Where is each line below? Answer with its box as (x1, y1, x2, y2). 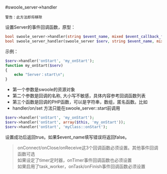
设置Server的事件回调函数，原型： (5, 24, 76, 30)
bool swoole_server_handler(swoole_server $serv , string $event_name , (5, 38, 155, 44)
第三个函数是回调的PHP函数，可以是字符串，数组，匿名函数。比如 (12, 99, 148, 105)
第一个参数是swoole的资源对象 (12, 87, 76, 93)
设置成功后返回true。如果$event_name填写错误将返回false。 (5, 134, 129, 140)
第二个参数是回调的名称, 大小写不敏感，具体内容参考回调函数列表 (12, 93, 146, 99)
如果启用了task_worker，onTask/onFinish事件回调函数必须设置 (17, 163, 146, 169)
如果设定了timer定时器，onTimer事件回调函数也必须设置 (17, 157, 132, 163)
